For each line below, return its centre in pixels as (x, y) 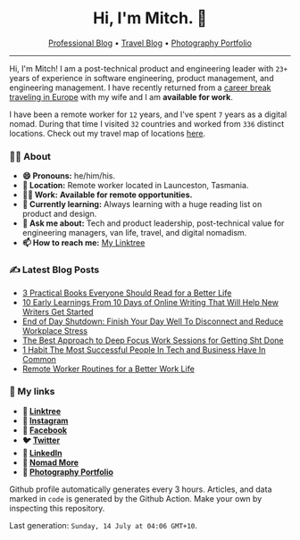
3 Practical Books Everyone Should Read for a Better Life (127, 293)
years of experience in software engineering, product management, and (142, 78)
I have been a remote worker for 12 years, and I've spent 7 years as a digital (148, 114)
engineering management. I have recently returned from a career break (140, 87)
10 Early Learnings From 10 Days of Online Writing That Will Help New (150, 302)
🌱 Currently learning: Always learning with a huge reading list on (142, 204)
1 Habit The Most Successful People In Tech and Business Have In (144, 349)
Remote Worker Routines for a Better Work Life (108, 369)
